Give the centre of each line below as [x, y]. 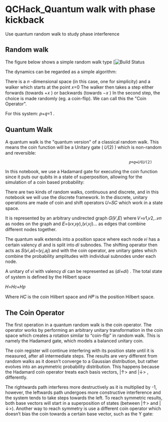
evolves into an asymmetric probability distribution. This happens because [82, 367]
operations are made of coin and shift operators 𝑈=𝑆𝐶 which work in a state [84, 202]
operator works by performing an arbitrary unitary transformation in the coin [84, 330]
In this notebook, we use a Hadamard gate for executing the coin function [81, 171]
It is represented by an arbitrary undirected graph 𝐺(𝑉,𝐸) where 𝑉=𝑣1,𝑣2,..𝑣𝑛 [83, 218]
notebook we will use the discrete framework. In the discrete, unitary [76, 197]
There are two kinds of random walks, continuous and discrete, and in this [82, 192]
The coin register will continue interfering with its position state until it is [80, 350]
